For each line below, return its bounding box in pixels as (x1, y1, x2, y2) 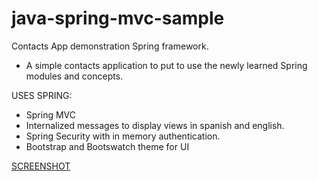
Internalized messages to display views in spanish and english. (25, 119, 285, 131)
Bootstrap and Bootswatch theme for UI (25, 140, 190, 152)
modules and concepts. (25, 70, 124, 82)
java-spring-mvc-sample (11, 7, 225, 30)
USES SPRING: (11, 89, 73, 101)
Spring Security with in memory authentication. (25, 130, 221, 142)
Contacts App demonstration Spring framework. (11, 40, 209, 52)
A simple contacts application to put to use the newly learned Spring (25, 59, 308, 71)
